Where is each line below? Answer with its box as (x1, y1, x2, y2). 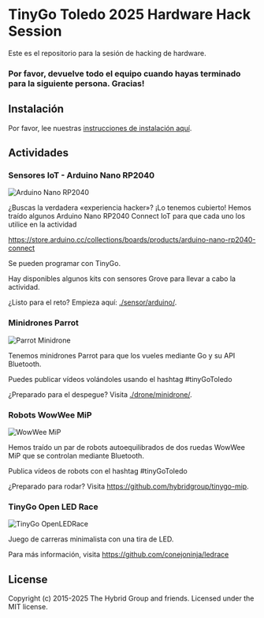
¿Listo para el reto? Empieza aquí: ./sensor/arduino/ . (8, 298, 177, 307)
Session (8, 22, 62, 40)
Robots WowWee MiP (8, 409, 92, 420)
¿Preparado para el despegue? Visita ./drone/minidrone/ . (8, 389, 193, 399)
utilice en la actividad (8, 219, 77, 230)
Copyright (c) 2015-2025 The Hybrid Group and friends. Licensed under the (8, 594, 255, 603)
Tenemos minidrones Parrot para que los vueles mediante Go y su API (8, 350, 236, 360)
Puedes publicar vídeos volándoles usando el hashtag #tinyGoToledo (8, 374, 232, 384)
